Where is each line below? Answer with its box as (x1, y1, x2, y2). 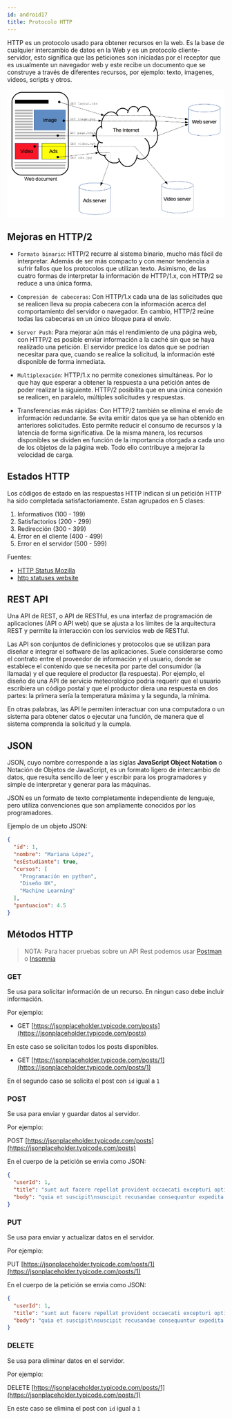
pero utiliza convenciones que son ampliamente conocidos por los (7, 801, 196, 810)
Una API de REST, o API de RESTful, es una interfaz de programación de (7, 612, 213, 620)
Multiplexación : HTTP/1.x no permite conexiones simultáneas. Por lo (17, 371, 213, 379)
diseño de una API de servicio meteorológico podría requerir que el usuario (7, 677, 221, 686)
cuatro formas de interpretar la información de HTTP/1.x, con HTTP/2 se (17, 271, 223, 280)
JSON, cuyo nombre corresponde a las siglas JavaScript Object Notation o (7, 758, 223, 767)
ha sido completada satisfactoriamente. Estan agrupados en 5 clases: (7, 496, 205, 505)
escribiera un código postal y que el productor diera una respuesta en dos (7, 684, 219, 693)
